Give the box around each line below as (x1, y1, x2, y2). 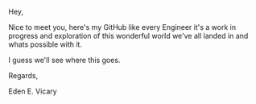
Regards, (8, 71, 39, 80)
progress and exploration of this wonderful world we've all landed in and (8, 31, 249, 40)
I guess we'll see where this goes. (8, 56, 121, 64)
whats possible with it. (8, 40, 83, 49)
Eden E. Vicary (8, 86, 58, 96)
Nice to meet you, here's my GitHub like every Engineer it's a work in (8, 23, 236, 31)
